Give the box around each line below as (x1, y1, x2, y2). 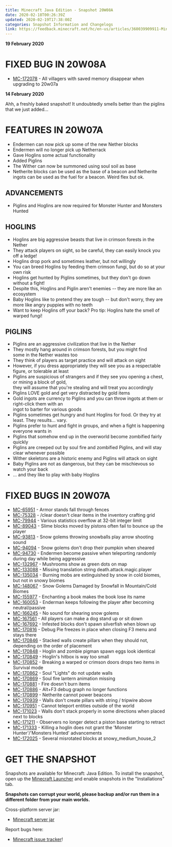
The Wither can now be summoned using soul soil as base (12, 163, 136, 169)
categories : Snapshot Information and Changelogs (5, 22, 114, 27)
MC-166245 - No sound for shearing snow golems (12, 610, 119, 616)
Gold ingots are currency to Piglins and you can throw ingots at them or (12, 395, 163, 401)
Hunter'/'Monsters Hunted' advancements (12, 730, 102, 736)
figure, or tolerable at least (12, 368, 69, 374)
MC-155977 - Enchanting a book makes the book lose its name (12, 594, 145, 600)
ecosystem (12, 291, 36, 297)
